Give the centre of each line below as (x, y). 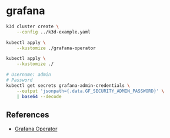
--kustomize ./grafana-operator (56, 48)
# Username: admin (29, 75)
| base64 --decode (39, 96)
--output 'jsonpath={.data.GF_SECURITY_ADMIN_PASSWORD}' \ (91, 91)
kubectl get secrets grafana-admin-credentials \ (68, 85)
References (28, 115)
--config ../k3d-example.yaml (54, 32)
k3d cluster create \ (33, 26)
